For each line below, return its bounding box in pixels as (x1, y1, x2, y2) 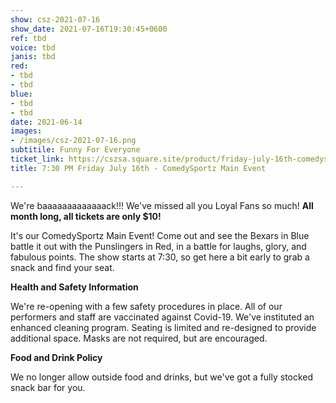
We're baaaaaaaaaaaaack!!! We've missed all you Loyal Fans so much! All (10, 199, 314, 211)
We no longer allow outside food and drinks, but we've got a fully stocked (10, 371, 314, 383)
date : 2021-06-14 (10, 117, 83, 127)
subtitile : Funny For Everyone (10, 145, 141, 155)
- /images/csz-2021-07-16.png (10, 136, 137, 146)
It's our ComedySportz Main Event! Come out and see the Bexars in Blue (10, 229, 310, 241)
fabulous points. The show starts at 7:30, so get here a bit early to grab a (10, 251, 310, 263)
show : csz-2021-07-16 (10, 14, 101, 25)
